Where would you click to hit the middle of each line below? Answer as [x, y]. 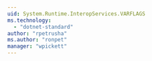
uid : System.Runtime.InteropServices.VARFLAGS [76, 14]
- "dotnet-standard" [43, 27]
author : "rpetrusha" [37, 33]
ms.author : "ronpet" [37, 40]
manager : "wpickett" [37, 46]
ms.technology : [29, 20]
